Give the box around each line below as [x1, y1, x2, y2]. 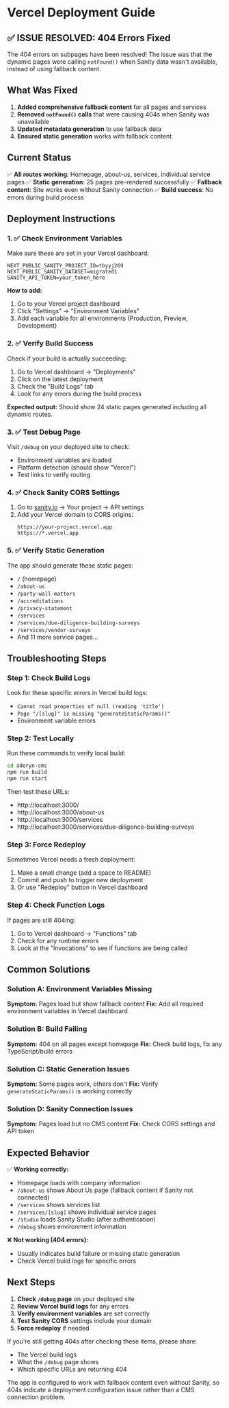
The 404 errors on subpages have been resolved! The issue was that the [7, 50, 213, 58]
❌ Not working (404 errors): [7, 1236, 89, 1244]
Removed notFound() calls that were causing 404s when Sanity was [16, 110, 210, 118]
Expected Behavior [7, 1147, 90, 1158]
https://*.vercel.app [16, 530, 79, 537]
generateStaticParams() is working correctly [7, 1087, 133, 1095]
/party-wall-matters [16, 590, 76, 597]
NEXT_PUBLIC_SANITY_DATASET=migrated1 [7, 269, 118, 276]
